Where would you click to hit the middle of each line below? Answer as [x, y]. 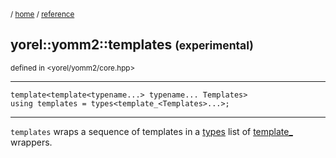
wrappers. [31, 142]
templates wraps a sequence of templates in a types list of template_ [151, 131]
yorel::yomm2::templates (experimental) [132, 45]
